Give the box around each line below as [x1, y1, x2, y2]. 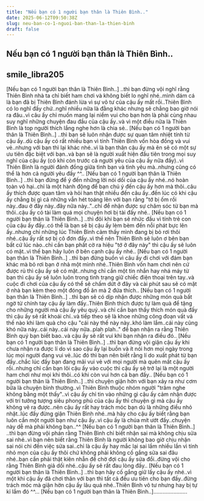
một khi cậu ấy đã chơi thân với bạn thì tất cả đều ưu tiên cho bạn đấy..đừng [6, 475, 197, 483]
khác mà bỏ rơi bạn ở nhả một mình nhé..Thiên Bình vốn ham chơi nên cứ [6, 261, 190, 268]
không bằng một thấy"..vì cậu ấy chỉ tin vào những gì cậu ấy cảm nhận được [6, 390, 197, 398]
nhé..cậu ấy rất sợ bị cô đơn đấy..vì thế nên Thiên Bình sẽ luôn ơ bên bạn [6, 235, 189, 242]
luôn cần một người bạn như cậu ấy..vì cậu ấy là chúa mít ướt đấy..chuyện [6, 417, 191, 424]
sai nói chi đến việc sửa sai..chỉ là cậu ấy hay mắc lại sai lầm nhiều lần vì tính [6, 442, 199, 450]
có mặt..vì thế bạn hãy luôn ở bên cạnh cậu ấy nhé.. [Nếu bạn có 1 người [6, 248, 188, 255]
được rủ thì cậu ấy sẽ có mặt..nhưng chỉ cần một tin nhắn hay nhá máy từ [6, 267, 189, 275]
